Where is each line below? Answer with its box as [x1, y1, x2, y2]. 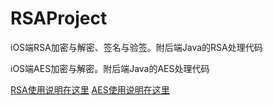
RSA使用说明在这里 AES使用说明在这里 [10, 83, 170, 96]
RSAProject [10, 7, 108, 30]
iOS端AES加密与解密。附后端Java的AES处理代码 [10, 62, 210, 74]
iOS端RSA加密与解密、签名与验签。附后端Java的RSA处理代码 [10, 41, 263, 53]
